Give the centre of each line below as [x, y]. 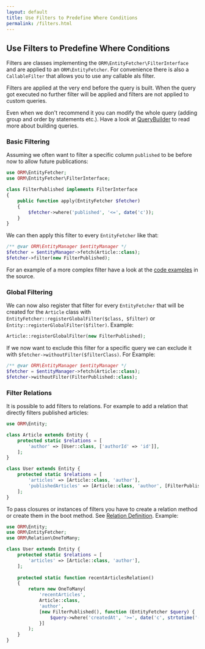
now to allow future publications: [47, 161]
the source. [21, 276]
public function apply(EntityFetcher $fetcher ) [79, 201]
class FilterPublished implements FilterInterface [72, 190]
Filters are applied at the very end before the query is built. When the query [101, 88]
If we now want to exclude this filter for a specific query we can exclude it [99, 348]
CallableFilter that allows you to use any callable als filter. [81, 76]
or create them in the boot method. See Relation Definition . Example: [92, 515]
